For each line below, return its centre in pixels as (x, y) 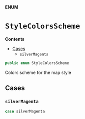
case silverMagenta (25, 111)
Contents (15, 39)
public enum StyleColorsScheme (37, 63)
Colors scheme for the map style (38, 72)
